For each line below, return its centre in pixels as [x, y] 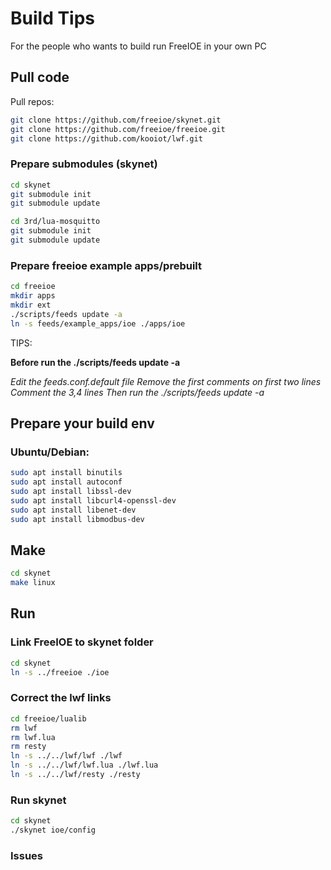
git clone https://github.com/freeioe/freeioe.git [118, 129]
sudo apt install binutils [66, 473]
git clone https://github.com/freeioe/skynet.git [116, 120]
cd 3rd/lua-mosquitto [55, 222]
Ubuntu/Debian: [50, 452]
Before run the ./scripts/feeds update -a [95, 362]
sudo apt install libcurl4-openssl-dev [93, 500]
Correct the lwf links [61, 698]
